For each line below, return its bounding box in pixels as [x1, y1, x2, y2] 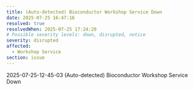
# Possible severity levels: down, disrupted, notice [6, 32, 146, 38]
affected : [6, 43, 32, 50]
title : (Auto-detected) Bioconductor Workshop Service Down [6, 9, 163, 15]
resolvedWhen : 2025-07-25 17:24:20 [6, 26, 97, 32]
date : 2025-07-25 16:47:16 [6, 15, 75, 21]
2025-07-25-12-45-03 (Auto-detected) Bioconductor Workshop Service [6, 71, 188, 78]
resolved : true [6, 20, 45, 26]
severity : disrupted [6, 37, 59, 43]
